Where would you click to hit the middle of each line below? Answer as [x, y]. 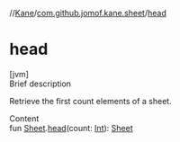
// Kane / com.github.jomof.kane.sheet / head [88, 13]
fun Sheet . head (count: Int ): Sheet [71, 128]
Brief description [40, 84]
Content [24, 118]
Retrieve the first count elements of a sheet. [91, 101]
